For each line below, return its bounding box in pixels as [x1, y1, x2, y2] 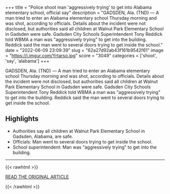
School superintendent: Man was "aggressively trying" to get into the [12, 144, 157, 150]
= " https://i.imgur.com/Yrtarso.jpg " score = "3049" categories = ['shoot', [5, 53, 157, 59]
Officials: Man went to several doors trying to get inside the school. [12, 138, 153, 144]
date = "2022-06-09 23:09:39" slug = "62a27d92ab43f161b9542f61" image [5, 47, 164, 53]
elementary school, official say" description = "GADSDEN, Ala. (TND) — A [5, 10, 159, 16]
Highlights [5, 115, 39, 123]
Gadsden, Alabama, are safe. [12, 133, 73, 139]
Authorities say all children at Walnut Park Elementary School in [12, 128, 145, 134]
